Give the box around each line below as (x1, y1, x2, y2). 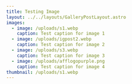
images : (6, 20, 26, 25)
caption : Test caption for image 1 (17, 31, 105, 37)
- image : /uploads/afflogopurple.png (11, 58, 105, 64)
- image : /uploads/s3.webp (11, 47, 78, 53)
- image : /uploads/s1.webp (11, 25, 78, 31)
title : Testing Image (6, 8, 60, 15)
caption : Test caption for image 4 (17, 63, 105, 70)
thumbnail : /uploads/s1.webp (6, 69, 78, 75)
